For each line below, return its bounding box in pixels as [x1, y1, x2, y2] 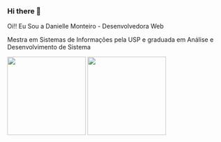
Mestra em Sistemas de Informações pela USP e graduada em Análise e [7, 35, 214, 44]
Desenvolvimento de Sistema [7, 43, 91, 52]
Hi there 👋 [7, 6, 42, 16]
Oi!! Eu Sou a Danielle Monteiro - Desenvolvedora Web [7, 22, 164, 31]
